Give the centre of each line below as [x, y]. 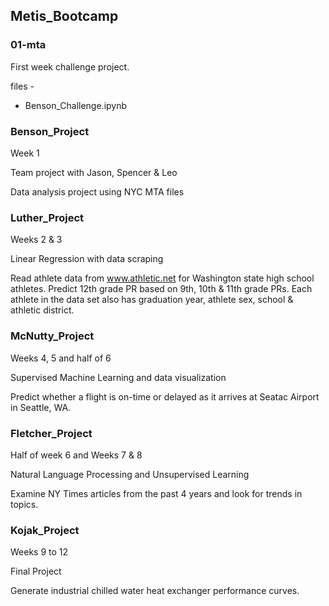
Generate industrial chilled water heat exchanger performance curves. [155, 591]
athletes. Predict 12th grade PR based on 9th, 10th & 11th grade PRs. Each [161, 289]
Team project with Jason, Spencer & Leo [94, 172]
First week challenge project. [70, 66]
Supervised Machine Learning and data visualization [118, 377]
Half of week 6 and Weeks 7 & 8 [76, 455]
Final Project [36, 571]
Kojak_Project [45, 530]
